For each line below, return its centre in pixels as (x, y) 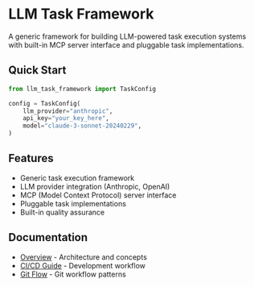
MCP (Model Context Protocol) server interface (98, 195)
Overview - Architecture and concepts (83, 257)
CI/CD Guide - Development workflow (83, 265)
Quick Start (37, 71)
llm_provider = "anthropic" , (68, 111)
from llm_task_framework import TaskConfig (82, 89)
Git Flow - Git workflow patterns (73, 274)
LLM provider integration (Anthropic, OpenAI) (95, 186)
